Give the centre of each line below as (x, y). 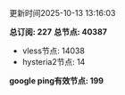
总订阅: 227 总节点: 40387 (58, 32)
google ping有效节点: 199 (57, 81)
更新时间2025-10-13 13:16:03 (62, 13)
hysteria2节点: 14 (54, 62)
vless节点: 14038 (53, 51)
